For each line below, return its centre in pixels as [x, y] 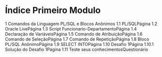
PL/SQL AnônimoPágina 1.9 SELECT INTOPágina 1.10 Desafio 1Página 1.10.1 [79, 44]
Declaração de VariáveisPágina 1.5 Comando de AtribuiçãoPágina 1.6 [74, 34]
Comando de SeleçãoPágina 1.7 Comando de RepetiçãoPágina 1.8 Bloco [77, 39]
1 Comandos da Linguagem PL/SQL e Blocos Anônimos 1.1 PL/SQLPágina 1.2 [81, 24]
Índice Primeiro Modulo [53, 10]
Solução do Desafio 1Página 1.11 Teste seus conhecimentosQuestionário [77, 49]
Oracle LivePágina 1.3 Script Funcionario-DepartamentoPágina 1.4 [71, 28]
